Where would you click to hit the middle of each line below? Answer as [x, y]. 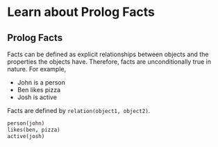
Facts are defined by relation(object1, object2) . [79, 111]
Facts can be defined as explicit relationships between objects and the [108, 54]
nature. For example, [37, 69]
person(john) [26, 123]
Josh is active [37, 97]
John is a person [41, 83]
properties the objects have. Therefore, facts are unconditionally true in [109, 62]
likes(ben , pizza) [34, 130]
